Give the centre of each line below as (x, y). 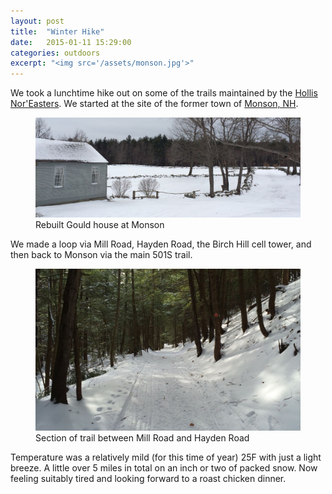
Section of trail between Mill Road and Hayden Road (142, 438)
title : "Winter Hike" (57, 31)
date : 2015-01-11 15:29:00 (71, 42)
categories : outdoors (55, 53)
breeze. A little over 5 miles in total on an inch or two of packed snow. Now (164, 468)
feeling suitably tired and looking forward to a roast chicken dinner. (148, 479)
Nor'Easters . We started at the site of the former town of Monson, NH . (154, 104)
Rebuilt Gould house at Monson (100, 225)
